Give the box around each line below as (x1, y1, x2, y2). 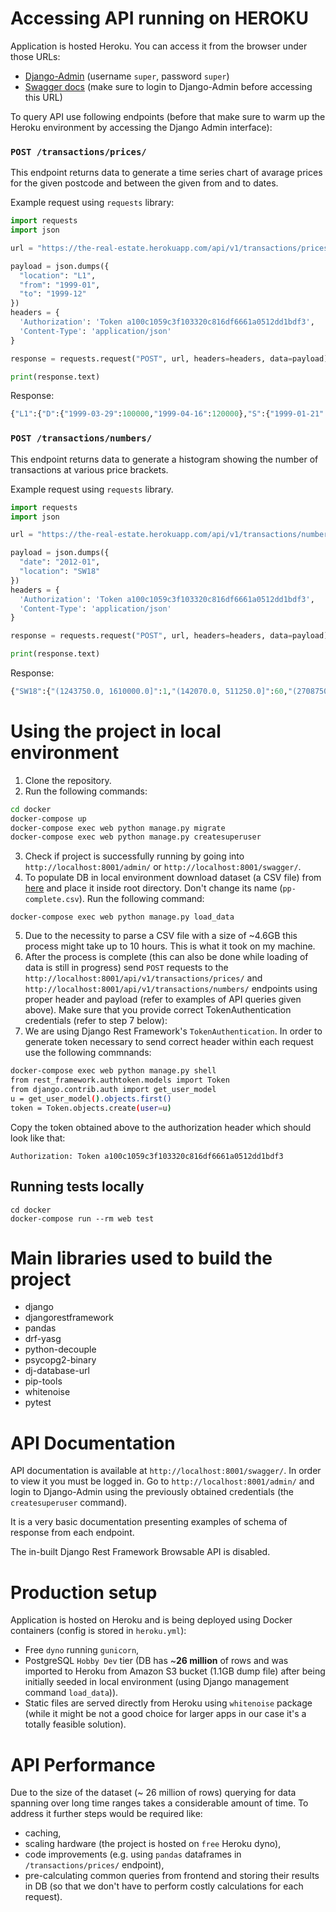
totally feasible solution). (24, 1718, 127, 1731)
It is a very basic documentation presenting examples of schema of (10, 1516, 288, 1528)
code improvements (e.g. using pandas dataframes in (24, 1848, 242, 1861)
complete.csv (24, 895, 80, 905)
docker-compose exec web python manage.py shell (10, 1066, 217, 1076)
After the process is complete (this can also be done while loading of (24, 951, 309, 963)
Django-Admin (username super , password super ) (24, 70, 230, 82)
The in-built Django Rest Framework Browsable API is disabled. (10, 1546, 271, 1558)
